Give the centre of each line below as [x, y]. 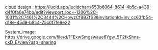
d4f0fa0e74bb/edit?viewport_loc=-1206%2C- [52, 12]
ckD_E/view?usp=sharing [31, 42]
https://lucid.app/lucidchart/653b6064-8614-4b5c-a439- [93, 7]
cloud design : [19, 7]
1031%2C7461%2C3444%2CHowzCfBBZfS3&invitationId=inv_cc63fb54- [79, 17]
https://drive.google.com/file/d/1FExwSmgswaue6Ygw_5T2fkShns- [73, 37]
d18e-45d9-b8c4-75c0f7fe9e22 [38, 22]
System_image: [21, 32]
